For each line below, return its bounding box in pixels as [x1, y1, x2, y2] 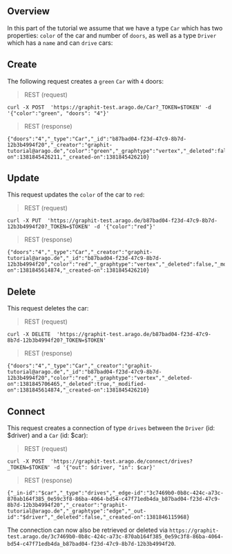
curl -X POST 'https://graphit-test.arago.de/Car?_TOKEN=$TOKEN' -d [7, 104, 212, 111]
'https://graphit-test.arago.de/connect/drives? [50, 458, 193, 465]
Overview [7, 6, 50, 17]
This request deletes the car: [7, 304, 89, 313]
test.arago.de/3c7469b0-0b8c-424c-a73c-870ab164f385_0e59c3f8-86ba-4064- [7, 533, 224, 540]
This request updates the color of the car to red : [7, 190, 145, 199]
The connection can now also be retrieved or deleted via [7, 526, 168, 535]
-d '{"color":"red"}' [93, 223, 156, 230]
